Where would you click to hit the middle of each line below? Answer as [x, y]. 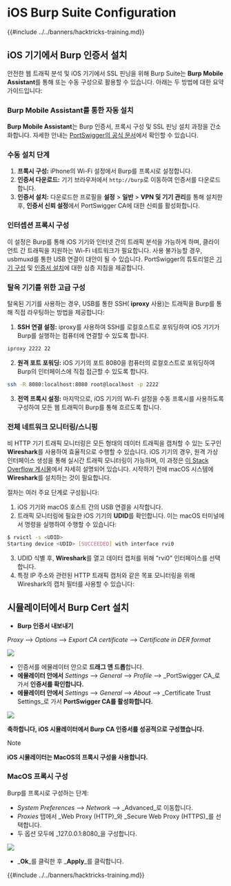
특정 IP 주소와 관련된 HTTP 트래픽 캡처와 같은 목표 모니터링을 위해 [106, 575]
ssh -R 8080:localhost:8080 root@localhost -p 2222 [83, 384]
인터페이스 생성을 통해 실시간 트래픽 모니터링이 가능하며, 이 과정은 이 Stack [108, 460]
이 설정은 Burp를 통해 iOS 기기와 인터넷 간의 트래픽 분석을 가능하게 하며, [104, 242]
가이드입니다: [25, 91]
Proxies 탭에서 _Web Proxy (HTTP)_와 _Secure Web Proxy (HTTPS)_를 [115, 816]
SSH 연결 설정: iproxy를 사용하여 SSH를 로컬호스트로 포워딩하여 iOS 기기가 [118, 327]
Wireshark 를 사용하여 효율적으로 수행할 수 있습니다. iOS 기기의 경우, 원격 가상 [113, 451]
